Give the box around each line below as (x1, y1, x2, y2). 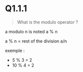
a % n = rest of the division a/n (5, 38, 67, 44)
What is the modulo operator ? (17, 19, 78, 25)
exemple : (5, 48, 25, 53)
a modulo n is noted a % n (5, 28, 58, 34)
